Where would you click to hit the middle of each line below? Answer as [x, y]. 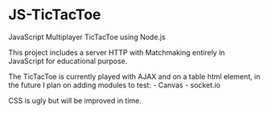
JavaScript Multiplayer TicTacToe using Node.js [87, 37]
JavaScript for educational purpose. [68, 61]
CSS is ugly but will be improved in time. [75, 100]
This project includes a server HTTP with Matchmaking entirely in [117, 52]
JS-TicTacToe [55, 15]
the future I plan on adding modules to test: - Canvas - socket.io [115, 85]
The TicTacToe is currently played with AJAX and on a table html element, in [134, 76]
